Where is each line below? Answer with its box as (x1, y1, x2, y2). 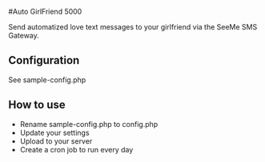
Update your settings (19, 128, 90, 137)
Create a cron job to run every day (19, 144, 134, 154)
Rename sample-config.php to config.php (19, 119, 159, 128)
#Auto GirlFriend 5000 (8, 7, 82, 16)
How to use (8, 98, 66, 112)
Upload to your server (19, 136, 93, 146)
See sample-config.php (8, 75, 86, 85)
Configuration (8, 53, 80, 67)
